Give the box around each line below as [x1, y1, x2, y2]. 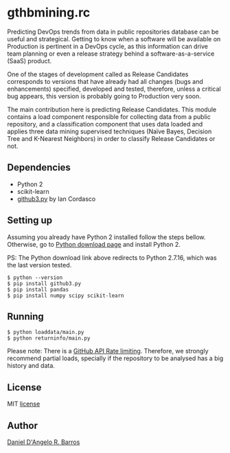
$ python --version [7, 274, 63, 281]
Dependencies [7, 162, 71, 173]
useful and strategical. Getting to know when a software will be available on [7, 34, 221, 43]
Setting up [7, 214, 53, 226]
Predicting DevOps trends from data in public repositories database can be [7, 27, 219, 36]
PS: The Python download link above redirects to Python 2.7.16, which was [7, 253, 218, 262]
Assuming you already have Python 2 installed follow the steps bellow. [7, 232, 206, 241]
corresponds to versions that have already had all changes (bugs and [7, 77, 204, 85]
